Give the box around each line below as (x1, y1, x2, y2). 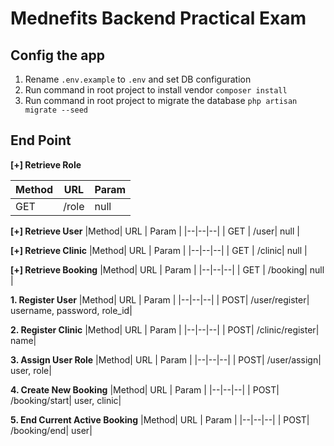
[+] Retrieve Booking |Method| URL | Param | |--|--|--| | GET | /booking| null (10, 263, 325, 276)
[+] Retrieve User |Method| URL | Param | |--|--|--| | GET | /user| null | (10, 225, 300, 237)
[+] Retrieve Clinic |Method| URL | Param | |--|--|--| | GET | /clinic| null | (10, 244, 308, 256)
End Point (10, 132, 72, 149)
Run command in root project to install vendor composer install (24, 84, 288, 96)
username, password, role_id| (10, 304, 133, 316)
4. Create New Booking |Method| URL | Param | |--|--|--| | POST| (10, 383, 280, 396)
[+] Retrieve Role (10, 158, 82, 171)
